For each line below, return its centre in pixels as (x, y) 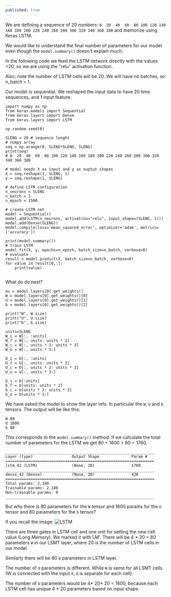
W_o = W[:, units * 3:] (31, 349)
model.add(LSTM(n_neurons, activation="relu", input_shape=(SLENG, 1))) (84, 218)
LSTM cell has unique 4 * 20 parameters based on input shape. (72, 589)
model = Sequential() (28, 214)
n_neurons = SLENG (25, 192)
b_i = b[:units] (23, 381)
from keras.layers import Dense (40, 115)
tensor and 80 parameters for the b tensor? (51, 512)
